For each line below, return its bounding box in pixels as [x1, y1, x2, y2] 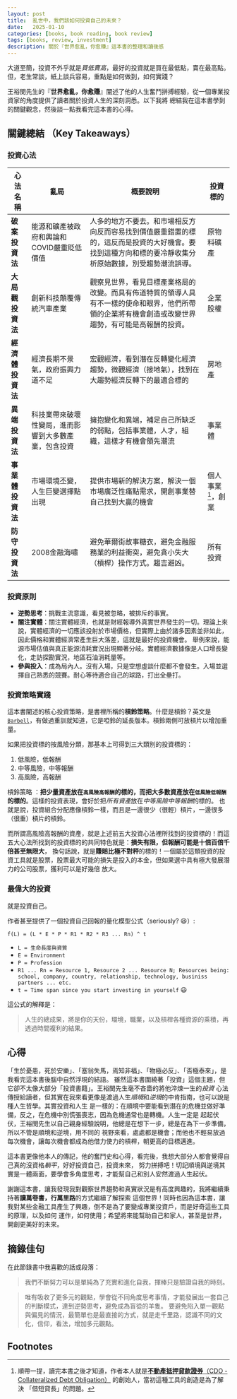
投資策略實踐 [7, 690, 51, 699]
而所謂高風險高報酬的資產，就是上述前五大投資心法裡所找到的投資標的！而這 [7, 830, 230, 838]
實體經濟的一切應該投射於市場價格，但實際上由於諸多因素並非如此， [30, 626, 228, 634]
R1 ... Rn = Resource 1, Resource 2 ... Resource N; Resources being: [17, 967, 230, 974]
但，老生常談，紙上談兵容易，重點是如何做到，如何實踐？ [7, 72, 174, 81]
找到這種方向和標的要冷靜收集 [90, 248, 189, 258]
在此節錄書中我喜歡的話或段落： [7, 1263, 100, 1272]
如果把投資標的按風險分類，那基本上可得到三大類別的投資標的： [7, 740, 193, 749]
